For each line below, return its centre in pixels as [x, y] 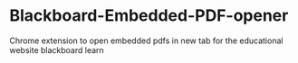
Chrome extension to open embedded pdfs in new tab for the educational [146, 40]
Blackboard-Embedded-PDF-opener [149, 16]
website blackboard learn [57, 49]
